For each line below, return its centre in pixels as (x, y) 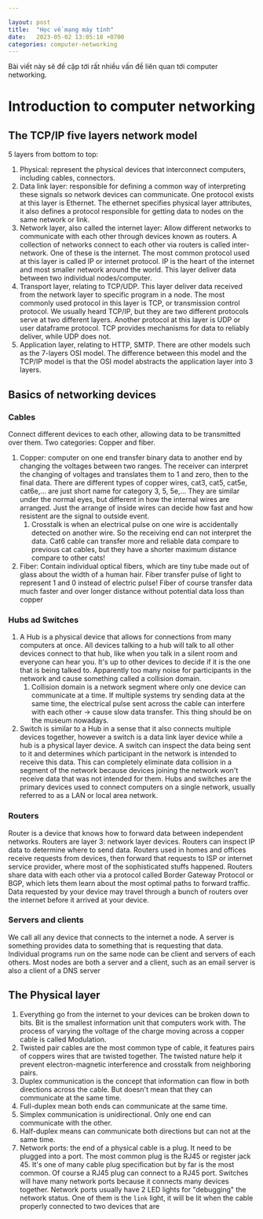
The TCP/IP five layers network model (103, 135)
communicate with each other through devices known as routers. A (128, 236)
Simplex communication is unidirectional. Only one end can (115, 1114)
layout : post (29, 22)
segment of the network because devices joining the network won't (129, 771)
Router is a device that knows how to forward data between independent (126, 833)
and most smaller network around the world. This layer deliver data (128, 270)
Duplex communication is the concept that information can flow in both (134, 1081)
